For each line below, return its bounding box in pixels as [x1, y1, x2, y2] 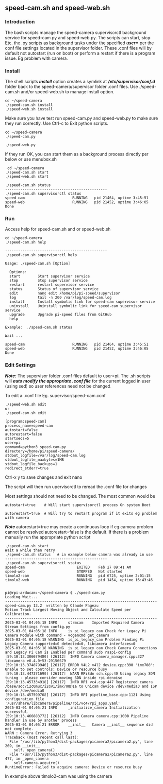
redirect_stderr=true [5, 466, 49, 470]
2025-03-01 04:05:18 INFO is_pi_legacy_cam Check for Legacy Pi [5, 628, 147, 633]
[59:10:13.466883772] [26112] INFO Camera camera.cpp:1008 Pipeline [5, 714, 149, 718]
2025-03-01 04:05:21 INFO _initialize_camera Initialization [5, 705, 140, 710]
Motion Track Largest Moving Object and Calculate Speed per [5, 607, 131, 612]
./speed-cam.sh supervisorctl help [5, 253, 77, 258]
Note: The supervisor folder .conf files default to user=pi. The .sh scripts [5, 373, 151, 379]
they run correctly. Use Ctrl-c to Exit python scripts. [5, 120, 108, 126]
